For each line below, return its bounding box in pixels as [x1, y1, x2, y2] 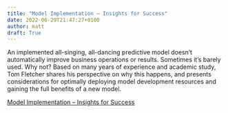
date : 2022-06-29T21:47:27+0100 [7, 17, 100, 23]
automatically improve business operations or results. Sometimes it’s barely [7, 56, 222, 64]
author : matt [7, 23, 45, 30]
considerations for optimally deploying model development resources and [7, 77, 217, 86]
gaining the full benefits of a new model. [7, 85, 122, 93]
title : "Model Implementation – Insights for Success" [7, 10, 168, 17]
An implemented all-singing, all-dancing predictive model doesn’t [7, 48, 193, 56]
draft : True [7, 29, 41, 37]
